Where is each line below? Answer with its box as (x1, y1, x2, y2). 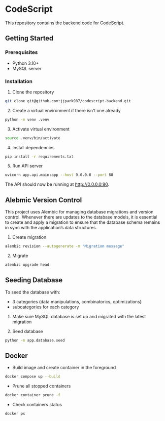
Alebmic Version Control (5, 196, 82, 204)
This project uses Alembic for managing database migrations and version (5, 209, 154, 215)
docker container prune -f (5, 393, 61, 398)
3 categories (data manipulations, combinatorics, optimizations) (12, 298, 142, 304)
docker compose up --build (5, 374, 61, 379)
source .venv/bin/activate (5, 135, 61, 140)
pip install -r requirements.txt (5, 154, 74, 159)
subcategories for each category (12, 304, 79, 310)
